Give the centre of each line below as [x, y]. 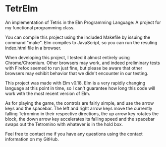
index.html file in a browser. [33, 48]
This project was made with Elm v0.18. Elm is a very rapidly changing [75, 83]
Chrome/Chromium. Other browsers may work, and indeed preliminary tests [83, 63]
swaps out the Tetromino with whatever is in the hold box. [64, 124]
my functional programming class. [40, 27]
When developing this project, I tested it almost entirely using [68, 57]
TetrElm [22, 9]
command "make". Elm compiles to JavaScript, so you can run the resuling [81, 42]
